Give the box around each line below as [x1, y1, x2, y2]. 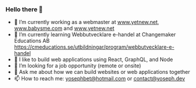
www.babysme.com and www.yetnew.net [13, 25, 115, 32]
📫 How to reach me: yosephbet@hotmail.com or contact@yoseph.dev [13, 75, 185, 82]
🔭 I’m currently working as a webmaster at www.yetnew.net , [13, 19, 160, 26]
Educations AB [13, 38, 50, 45]
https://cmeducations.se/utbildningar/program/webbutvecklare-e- [13, 43, 174, 50]
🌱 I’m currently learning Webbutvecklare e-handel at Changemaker [13, 31, 176, 38]
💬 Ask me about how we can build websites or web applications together [13, 69, 190, 76]
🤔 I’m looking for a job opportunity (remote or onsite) [13, 62, 141, 69]
